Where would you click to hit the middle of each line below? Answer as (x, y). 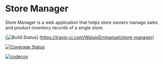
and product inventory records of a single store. (55, 27)
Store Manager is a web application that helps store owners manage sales (81, 22)
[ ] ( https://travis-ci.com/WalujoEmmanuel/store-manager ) (80, 37)
